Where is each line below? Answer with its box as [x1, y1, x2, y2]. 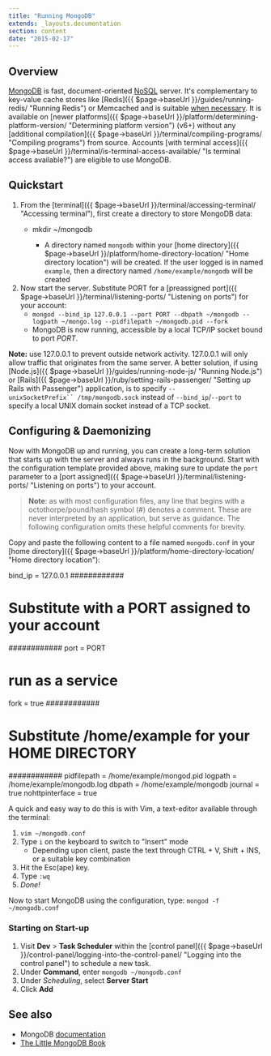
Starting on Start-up [8, 922, 90, 934]
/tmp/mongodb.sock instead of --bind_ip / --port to [77, 392, 242, 401]
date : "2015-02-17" [8, 34, 74, 43]
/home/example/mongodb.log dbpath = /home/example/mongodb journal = [8, 779, 260, 789]
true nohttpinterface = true [8, 788, 98, 797]
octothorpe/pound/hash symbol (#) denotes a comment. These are [28, 504, 252, 514]
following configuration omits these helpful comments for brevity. [28, 522, 247, 531]
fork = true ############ [8, 698, 100, 708]
